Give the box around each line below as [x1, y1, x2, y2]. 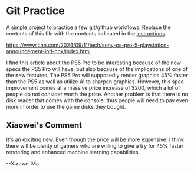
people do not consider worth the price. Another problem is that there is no [6, 90, 189, 98]
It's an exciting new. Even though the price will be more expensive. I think [6, 136, 185, 143]
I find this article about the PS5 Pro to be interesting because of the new [6, 59, 182, 66]
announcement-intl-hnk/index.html [6, 47, 91, 54]
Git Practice [6, 4, 65, 18]
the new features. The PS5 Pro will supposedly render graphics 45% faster [6, 72, 188, 79]
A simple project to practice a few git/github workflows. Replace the [6, 24, 171, 31]
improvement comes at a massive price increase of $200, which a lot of [6, 84, 180, 91]
